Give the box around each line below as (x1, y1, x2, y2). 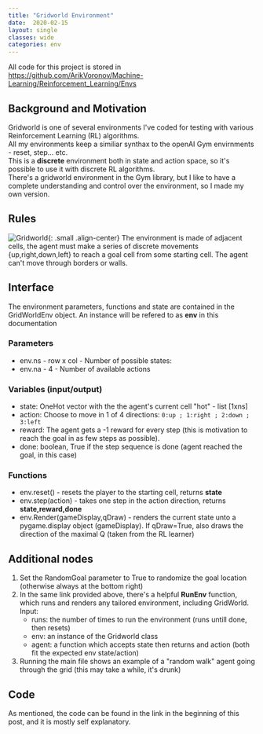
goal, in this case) (19, 450, 77, 460)
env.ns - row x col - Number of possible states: (19, 355, 173, 365)
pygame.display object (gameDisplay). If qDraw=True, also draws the (19, 521, 243, 530)
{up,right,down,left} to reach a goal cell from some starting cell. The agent (8, 249, 249, 259)
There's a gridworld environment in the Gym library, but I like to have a (8, 172, 236, 182)
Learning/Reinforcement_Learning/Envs (8, 79, 137, 89)
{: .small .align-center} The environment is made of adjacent (47, 233, 243, 242)
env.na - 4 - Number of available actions (19, 364, 151, 373)
